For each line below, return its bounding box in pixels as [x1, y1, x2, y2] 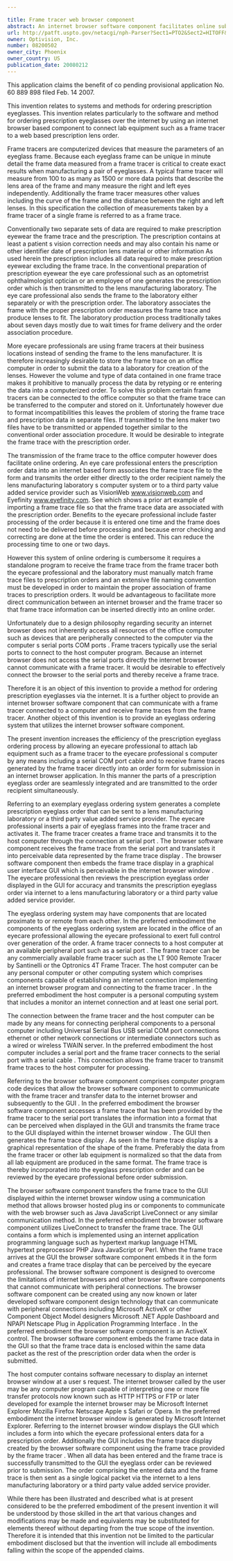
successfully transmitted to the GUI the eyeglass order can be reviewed [7, 1459, 212, 1467]
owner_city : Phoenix [7, 49, 67, 56]
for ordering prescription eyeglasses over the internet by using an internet [7, 116, 218, 125]
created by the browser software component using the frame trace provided [7, 1443, 225, 1452]
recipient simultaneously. [7, 786, 79, 794]
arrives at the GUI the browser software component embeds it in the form [7, 1253, 217, 1261]
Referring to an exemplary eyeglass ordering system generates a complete [7, 800, 221, 808]
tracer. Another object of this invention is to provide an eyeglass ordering [7, 713, 216, 722]
